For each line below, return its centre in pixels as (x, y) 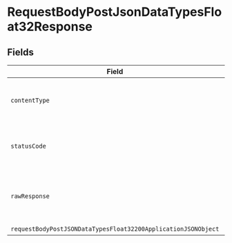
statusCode (28, 146)
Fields (21, 52)
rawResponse (30, 196)
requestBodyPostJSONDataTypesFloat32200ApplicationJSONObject (115, 229)
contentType (30, 100)
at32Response (50, 27)
